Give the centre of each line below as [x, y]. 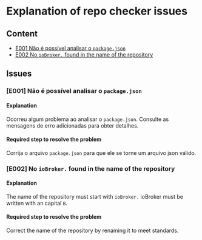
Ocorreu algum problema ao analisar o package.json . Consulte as [88, 119]
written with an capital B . [37, 203]
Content [22, 34]
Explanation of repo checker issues [97, 11]
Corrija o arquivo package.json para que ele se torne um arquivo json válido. [101, 153]
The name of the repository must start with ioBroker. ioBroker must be [95, 196]
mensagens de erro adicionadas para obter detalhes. [72, 125]
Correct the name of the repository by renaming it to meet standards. [93, 231]
